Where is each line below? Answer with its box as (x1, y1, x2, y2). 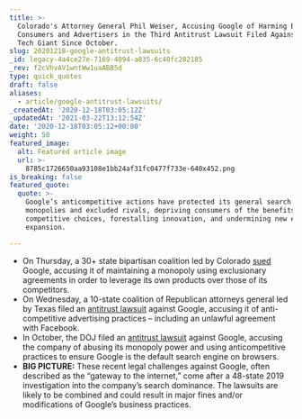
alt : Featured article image (17, 147, 127, 156)
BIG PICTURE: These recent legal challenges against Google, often (22, 360, 271, 371)
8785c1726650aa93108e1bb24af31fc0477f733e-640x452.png (25, 164, 235, 173)
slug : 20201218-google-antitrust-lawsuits (9, 47, 171, 56)
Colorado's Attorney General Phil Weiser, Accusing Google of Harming (17, 22, 288, 31)
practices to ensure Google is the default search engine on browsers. (22, 351, 280, 361)
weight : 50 (9, 131, 50, 140)
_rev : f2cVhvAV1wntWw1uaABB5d (9, 64, 123, 73)
